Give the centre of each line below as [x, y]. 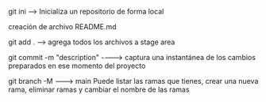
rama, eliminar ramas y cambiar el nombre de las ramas [99, 89]
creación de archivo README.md [62, 26]
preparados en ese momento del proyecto [77, 66]
